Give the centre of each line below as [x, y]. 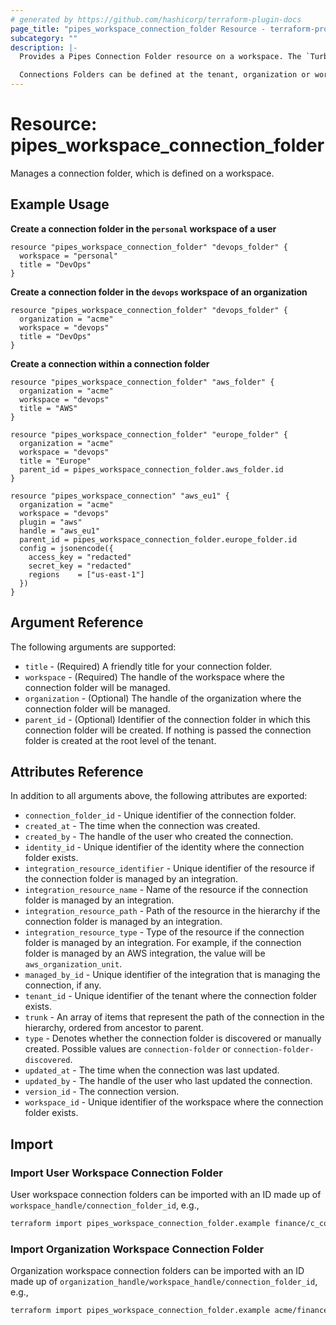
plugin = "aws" [51, 522]
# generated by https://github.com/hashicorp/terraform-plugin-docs [156, 19]
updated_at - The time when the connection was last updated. [152, 1070]
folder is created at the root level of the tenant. [120, 740]
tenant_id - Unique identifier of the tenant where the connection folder [171, 996]
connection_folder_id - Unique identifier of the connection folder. [160, 815]
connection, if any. [63, 985]
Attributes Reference [77, 771]
